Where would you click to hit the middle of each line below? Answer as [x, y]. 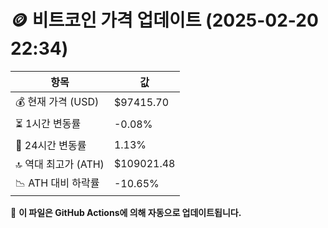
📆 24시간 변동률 [51, 145]
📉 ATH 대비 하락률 [57, 183]
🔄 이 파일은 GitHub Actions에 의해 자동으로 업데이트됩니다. [126, 212]
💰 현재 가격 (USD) [57, 101]
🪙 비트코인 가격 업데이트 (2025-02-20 [164, 20]
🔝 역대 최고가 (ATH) [60, 164]
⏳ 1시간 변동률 [48, 123]
